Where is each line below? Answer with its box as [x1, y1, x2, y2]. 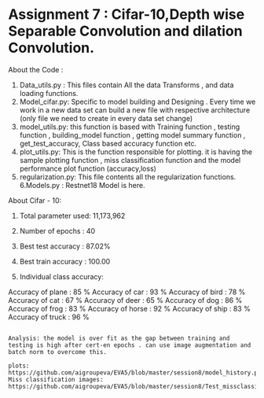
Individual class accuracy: [19, 271, 104, 281]
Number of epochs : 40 [19, 226, 96, 235]
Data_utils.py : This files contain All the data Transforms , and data [19, 80, 234, 90]
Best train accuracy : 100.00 [19, 256, 111, 266]
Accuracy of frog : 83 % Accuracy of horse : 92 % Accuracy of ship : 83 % [8, 304, 251, 313]
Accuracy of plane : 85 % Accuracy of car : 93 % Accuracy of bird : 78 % [8, 287, 246, 297]
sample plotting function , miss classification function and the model [19, 155, 241, 164]
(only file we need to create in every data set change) [19, 113, 193, 123]
